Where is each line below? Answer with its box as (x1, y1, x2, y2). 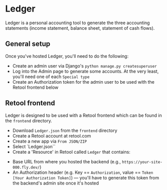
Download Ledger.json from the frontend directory (12, 127, 118, 134)
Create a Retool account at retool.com (12, 133, 91, 139)
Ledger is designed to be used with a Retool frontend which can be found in (5, 112, 162, 118)
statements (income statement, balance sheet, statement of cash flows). (5, 25, 155, 31)
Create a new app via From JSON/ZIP (12, 138, 87, 144)
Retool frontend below (12, 84, 59, 90)
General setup (5, 40, 51, 48)
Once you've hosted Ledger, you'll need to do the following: (5, 53, 129, 59)
